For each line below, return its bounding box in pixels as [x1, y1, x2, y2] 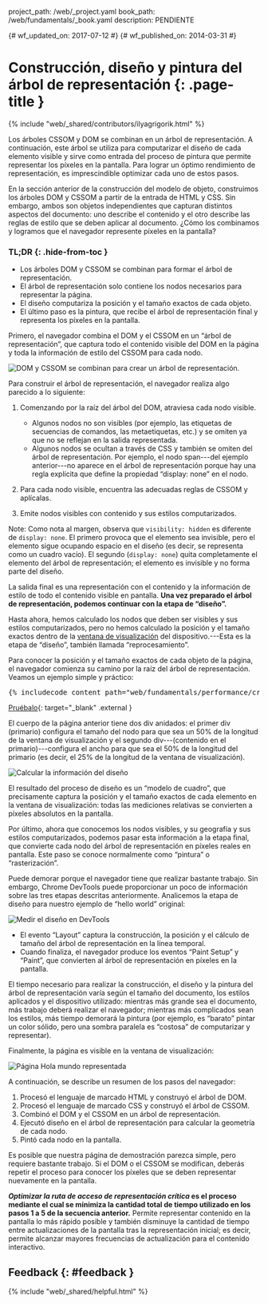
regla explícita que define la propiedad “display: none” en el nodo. [31, 469, 249, 479]
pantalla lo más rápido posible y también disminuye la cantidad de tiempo [8, 1217, 250, 1226]
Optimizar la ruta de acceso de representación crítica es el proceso [8, 1191, 237, 1201]
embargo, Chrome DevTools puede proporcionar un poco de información [8, 882, 248, 892]
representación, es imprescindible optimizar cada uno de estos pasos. [8, 168, 239, 178]
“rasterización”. [8, 858, 59, 868]
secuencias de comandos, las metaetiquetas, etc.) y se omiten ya [31, 427, 247, 436]
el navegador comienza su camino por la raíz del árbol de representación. [8, 664, 250, 674]
